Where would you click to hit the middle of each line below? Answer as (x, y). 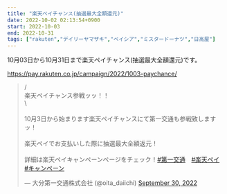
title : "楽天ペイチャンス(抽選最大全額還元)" (65, 14)
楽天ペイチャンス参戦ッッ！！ (66, 96)
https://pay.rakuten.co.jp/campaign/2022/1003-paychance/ (92, 74)
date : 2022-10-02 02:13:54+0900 (54, 20)
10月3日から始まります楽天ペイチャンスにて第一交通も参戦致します (120, 119)
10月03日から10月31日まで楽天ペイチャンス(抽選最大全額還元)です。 (104, 60)
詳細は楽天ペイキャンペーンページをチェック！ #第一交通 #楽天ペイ (122, 159)
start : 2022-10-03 (34, 26)
